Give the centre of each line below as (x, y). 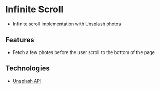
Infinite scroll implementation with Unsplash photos (67, 24)
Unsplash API (27, 81)
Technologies (28, 69)
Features (20, 40)
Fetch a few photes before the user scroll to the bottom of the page (84, 52)
